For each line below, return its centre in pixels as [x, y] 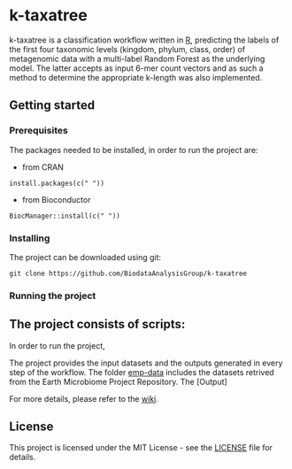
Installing [30, 238]
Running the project [53, 296]
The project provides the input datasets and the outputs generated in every [146, 363]
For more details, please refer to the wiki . [84, 398]
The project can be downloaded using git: [85, 257]
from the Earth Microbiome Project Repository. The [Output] [118, 381]
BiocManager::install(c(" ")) [65, 216]
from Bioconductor [56, 199]
